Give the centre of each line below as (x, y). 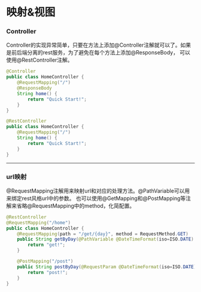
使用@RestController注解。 (39, 60)
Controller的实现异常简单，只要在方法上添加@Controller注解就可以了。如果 (99, 45)
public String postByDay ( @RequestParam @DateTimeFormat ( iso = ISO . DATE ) (107, 267)
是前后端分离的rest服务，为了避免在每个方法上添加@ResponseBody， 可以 (98, 53)
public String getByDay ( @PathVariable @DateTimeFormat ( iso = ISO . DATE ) (106, 239)
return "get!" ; (47, 245)
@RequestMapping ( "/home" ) (38, 223)
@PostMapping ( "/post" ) (45, 261)
